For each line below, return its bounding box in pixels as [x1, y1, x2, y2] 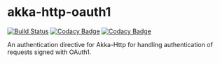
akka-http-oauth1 [7, 4, 111, 20]
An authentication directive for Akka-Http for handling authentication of [7, 40, 214, 48]
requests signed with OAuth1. [7, 48, 92, 56]
